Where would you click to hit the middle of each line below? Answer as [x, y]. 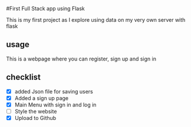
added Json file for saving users [54, 91]
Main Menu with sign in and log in [55, 105]
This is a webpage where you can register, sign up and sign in [81, 59]
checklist [24, 77]
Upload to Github [35, 118]
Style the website [36, 111]
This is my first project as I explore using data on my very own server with [96, 20]
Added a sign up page [42, 98]
